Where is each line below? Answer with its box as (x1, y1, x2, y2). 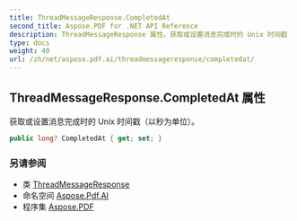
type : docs (9, 38, 50, 48)
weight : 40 (9, 47, 50, 56)
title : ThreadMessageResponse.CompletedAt (9, 13, 170, 22)
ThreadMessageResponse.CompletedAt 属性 (9, 91, 266, 106)
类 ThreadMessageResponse (22, 179, 130, 190)
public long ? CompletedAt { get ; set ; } (9, 134, 163, 143)
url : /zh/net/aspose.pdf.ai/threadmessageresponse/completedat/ (9, 55, 255, 64)
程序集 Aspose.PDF (22, 201, 94, 212)
